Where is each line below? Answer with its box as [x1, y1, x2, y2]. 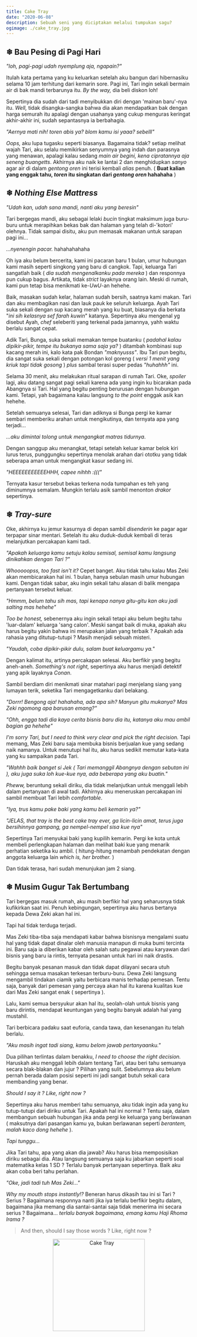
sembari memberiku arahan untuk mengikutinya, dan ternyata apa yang [6, 415, 179, 422]
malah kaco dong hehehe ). [6, 1126, 74, 1133]
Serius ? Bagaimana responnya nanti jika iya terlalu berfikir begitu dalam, [6, 1197, 182, 1204]
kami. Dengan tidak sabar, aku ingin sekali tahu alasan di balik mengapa [6, 579, 181, 586]
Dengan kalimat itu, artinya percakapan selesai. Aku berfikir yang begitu [6, 656, 181, 664]
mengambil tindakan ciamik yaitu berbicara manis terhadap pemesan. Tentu [6, 976, 190, 983]
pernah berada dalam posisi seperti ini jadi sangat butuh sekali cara [6, 1071, 170, 1079]
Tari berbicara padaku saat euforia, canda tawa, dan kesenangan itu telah [6, 1024, 185, 1031]
